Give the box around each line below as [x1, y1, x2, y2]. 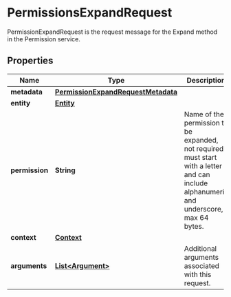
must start [184, 152, 217, 162]
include [184, 178, 208, 187]
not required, [184, 143, 225, 153]
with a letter [184, 161, 222, 170]
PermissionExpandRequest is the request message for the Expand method [7, 28, 218, 36]
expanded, [184, 135, 219, 145]
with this [184, 269, 212, 279]
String [54, 165, 76, 175]
